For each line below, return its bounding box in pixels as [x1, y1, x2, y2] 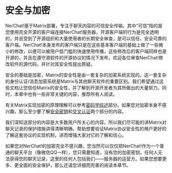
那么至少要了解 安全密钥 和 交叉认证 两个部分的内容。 [18, 108, 126, 114]
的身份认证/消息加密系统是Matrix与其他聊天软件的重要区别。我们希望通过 [5, 78, 160, 84]
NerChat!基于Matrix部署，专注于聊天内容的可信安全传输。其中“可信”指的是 [5, 23, 163, 29]
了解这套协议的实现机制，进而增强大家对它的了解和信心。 [5, 132, 126, 138]
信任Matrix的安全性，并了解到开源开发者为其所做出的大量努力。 [27, 84, 162, 91]
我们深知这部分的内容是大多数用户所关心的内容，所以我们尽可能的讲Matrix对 [5, 119, 167, 125]
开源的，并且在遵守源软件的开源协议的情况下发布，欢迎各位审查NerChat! [5, 54, 159, 60]
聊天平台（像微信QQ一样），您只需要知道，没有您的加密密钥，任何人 [14, 149, 158, 155]
